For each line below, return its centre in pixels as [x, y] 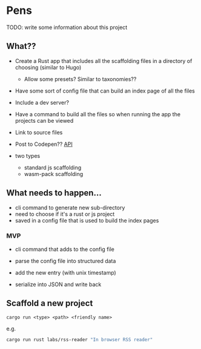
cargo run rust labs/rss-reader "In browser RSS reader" [80, 339]
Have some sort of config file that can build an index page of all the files [105, 91]
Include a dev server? [42, 102]
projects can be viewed [44, 120]
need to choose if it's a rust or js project [65, 214]
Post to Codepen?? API [44, 144]
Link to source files [39, 132]
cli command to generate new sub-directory [70, 207]
